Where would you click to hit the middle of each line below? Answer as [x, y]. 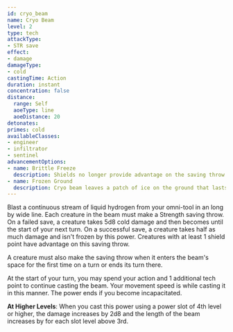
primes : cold [26, 130]
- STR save [23, 46]
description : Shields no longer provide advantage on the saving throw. [121, 175]
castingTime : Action [37, 78]
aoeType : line [34, 110]
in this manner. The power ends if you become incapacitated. [95, 293]
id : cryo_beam [28, 14]
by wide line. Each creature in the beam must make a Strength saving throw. [115, 215]
